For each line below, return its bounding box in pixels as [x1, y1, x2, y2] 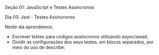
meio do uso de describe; [12, 44, 66, 50]
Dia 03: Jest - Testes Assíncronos [5, 14, 75, 20]
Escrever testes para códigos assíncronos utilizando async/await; [12, 34, 149, 39]
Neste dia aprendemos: [5, 24, 54, 30]
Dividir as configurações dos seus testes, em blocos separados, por [12, 39, 154, 45]
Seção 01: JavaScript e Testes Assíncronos [5, 5, 94, 10]
